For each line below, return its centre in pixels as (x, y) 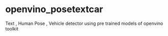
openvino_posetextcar (54, 9)
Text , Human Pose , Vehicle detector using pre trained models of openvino (84, 23)
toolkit (12, 28)
